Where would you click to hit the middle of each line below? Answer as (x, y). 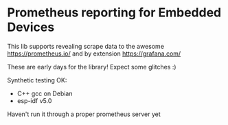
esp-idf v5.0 (34, 100)
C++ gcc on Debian (45, 93)
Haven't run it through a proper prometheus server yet (84, 114)
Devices (31, 27)
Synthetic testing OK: (37, 80)
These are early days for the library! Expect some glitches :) (92, 67)
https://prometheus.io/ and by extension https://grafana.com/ (94, 54)
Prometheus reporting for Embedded (114, 13)
